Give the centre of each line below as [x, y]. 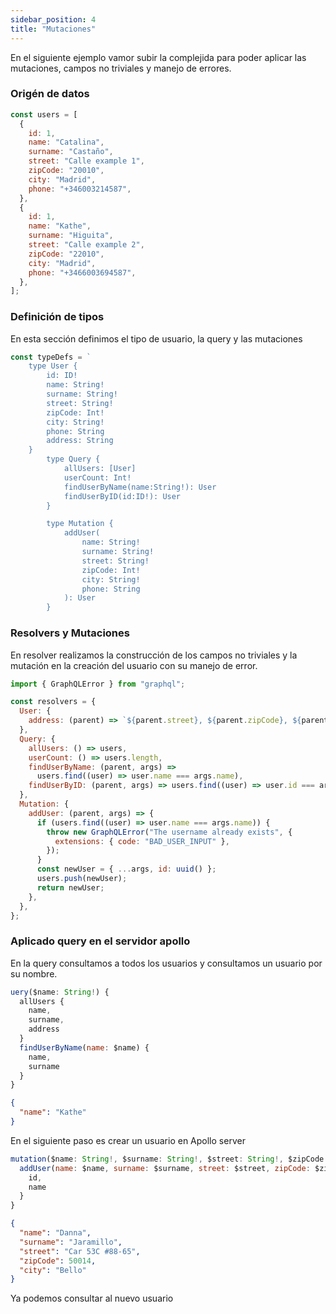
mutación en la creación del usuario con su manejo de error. [134, 665]
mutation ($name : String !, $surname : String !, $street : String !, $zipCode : [169, 1159]
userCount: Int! [97, 477]
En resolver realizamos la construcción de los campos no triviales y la [154, 655]
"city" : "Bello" [53, 1270]
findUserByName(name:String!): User [140, 487]
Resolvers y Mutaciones [70, 633]
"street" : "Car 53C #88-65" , [80, 1251]
